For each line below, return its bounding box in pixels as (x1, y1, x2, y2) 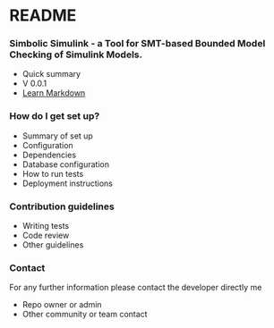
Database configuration (21, 158, 110, 170)
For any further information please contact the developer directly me (9, 282, 262, 293)
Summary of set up (21, 130, 94, 141)
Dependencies (21, 149, 77, 160)
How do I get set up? (9, 110, 100, 122)
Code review (21, 230, 70, 241)
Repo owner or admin (21, 299, 102, 310)
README (9, 5, 77, 26)
